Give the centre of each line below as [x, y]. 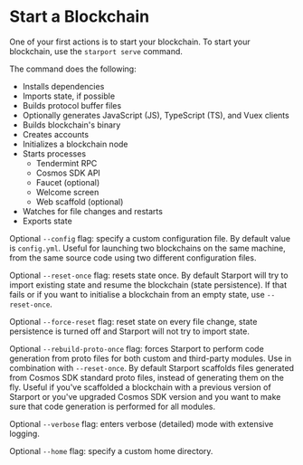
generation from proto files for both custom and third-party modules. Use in [151, 358]
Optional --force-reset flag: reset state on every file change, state [133, 321]
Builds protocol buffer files [72, 105]
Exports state [47, 221]
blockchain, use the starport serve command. [96, 51]
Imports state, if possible [69, 96]
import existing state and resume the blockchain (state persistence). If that [148, 285]
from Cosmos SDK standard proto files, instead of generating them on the [147, 377]
